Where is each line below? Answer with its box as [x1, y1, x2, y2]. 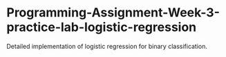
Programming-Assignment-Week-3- [6, 5, 220, 21]
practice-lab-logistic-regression [6, 19, 197, 35]
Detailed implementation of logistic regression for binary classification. [6, 42, 208, 50]
